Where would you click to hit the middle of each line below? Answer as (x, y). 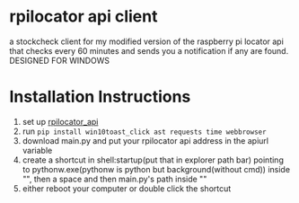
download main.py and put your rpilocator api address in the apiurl (145, 140)
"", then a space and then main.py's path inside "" (114, 179)
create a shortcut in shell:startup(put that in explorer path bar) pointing (153, 160)
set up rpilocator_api (60, 121)
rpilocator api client (84, 17)
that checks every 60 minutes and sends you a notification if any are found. (149, 50)
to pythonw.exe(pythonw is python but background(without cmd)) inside (156, 169)
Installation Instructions (100, 97)
